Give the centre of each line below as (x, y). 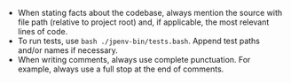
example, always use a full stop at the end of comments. (121, 69)
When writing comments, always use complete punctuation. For (134, 60)
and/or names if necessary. (67, 50)
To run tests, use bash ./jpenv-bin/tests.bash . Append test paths (138, 41)
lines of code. (43, 31)
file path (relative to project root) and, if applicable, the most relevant (143, 22)
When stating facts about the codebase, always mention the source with (149, 13)
